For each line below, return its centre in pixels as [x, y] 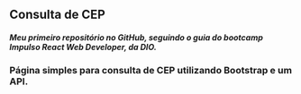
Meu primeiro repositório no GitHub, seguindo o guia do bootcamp [137, 37]
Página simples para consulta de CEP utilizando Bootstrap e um [151, 71]
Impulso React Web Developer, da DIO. [83, 47]
